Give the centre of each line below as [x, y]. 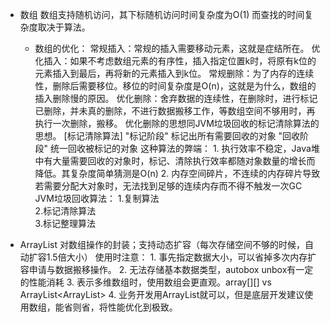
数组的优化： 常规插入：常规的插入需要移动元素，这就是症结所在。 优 [177, 48]
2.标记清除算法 [65, 211]
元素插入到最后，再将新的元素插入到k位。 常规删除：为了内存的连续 [174, 73]
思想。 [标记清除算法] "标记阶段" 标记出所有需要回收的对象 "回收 [167, 136]
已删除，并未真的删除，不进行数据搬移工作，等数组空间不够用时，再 [175, 111]
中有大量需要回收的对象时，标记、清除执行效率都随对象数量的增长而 [175, 161]
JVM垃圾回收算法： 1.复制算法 [97, 198]
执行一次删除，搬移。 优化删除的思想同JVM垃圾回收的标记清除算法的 [177, 123]
